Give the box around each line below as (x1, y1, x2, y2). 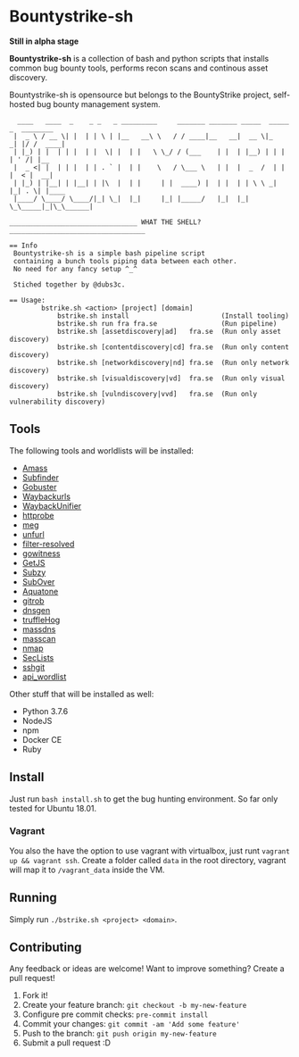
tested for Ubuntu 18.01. (9, 803, 97, 813)
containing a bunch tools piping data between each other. (12, 256, 238, 265)
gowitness (21, 547, 61, 559)
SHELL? (177, 217, 202, 227)
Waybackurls (21, 491, 71, 502)
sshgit (21, 662, 46, 672)
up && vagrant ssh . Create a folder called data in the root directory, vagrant (9, 854, 287, 865)
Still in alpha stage (9, 36, 79, 46)
